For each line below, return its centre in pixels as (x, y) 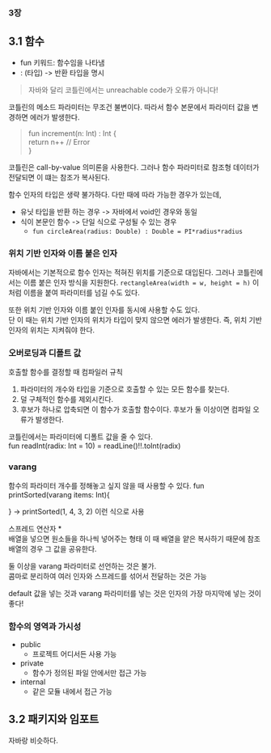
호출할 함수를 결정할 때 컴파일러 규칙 (66, 372)
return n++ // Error (59, 142)
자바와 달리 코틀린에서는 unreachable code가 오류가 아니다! (123, 90)
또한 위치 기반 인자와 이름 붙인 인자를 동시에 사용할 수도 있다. (104, 310)
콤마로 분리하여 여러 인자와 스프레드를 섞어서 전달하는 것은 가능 (108, 576)
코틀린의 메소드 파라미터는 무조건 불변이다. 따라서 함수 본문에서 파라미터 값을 (129, 107)
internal (33, 682)
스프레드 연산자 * (35, 528)
